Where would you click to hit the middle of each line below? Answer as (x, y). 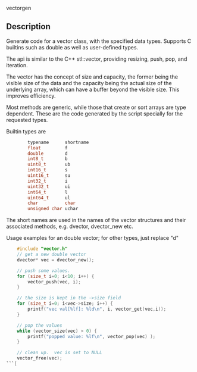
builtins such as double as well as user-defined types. (72, 47)
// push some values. (43, 271)
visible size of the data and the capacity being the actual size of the (89, 83)
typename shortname (58, 142)
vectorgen (19, 8)
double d (48, 154)
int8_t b (48, 159)
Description (28, 26)
